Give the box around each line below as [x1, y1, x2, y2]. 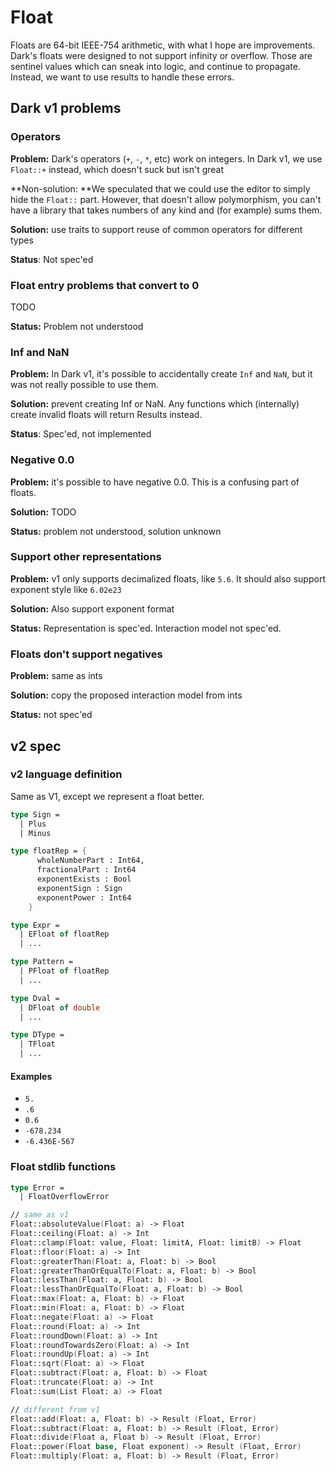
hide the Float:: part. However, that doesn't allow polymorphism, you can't [10, 193, 322, 205]
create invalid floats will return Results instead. [10, 409, 203, 421]
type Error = [10, 1182, 65, 1193]
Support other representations [10, 550, 162, 564]
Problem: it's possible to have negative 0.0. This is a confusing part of [10, 476, 300, 488]
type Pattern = [10, 957, 74, 967]
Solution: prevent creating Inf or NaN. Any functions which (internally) [10, 398, 300, 410]
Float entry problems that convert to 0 [10, 278, 200, 292]
